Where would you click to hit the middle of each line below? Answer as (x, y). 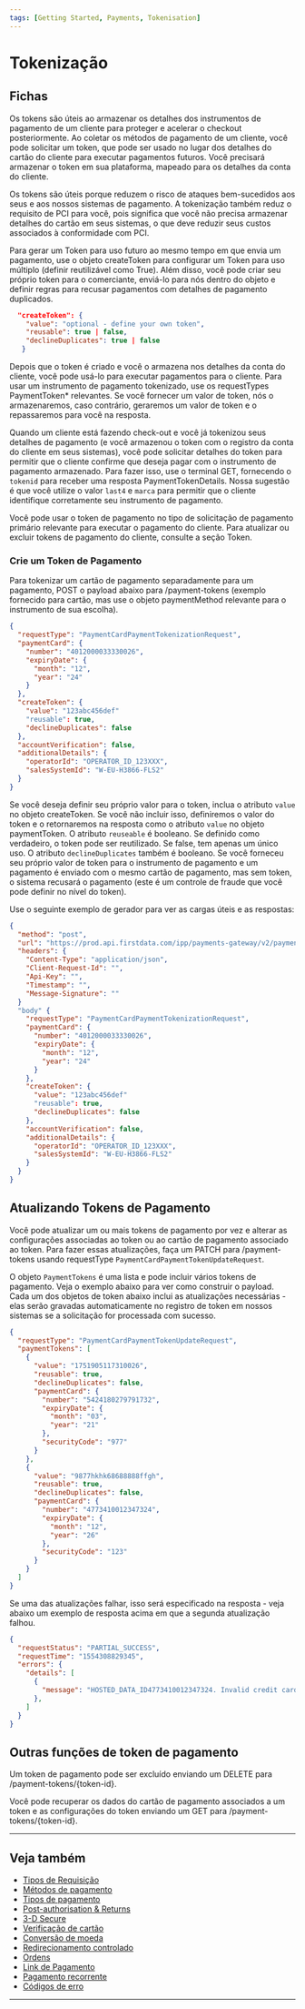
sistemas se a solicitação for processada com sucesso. (113, 1315)
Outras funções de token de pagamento (124, 1752)
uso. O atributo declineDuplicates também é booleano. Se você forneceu (147, 853)
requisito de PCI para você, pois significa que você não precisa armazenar (148, 213)
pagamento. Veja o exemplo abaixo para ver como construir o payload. (142, 1286)
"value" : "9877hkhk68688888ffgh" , (99, 1476)
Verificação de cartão (63, 1928)
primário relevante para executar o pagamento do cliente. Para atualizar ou (149, 528)
